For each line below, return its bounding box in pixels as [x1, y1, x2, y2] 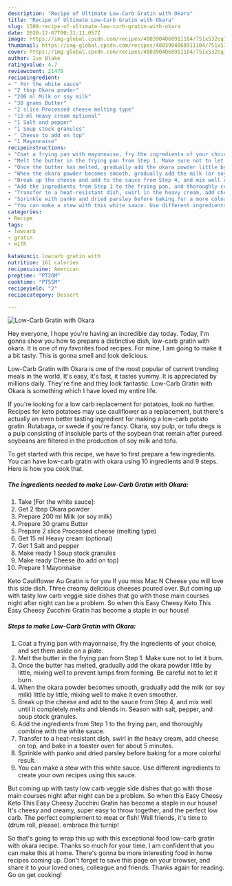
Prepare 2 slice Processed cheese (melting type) [17, 527, 157, 536]
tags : [8, 221, 23, 228]
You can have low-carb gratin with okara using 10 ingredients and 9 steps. [8, 457, 219, 465]
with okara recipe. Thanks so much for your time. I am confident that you [8, 841, 215, 850]
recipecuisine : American [8, 266, 79, 273]
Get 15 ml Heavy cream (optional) [17, 534, 113, 542]
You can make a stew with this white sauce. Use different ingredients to [17, 763, 221, 772]
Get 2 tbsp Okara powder [17, 505, 90, 514]
